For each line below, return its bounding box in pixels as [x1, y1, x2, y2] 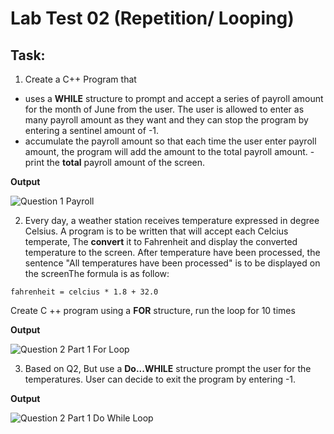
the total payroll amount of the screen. [46, 157, 206, 168]
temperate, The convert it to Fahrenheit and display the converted [24, 236, 298, 247]
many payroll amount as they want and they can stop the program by [24, 114, 309, 126]
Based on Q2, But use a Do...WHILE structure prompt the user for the [24, 363, 312, 374]
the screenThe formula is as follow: [24, 268, 170, 279]
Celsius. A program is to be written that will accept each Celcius [24, 225, 289, 237]
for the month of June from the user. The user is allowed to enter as [24, 103, 305, 115]
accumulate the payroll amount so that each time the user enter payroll [24, 135, 317, 147]
